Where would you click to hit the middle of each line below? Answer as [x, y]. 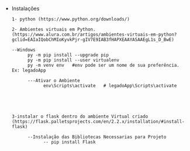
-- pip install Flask [69, 142]
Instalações [25, 8]
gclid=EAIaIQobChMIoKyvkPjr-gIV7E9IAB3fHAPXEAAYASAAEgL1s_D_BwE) [93, 40]
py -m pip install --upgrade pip [68, 55]
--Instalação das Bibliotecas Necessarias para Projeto [97, 137]
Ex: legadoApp [29, 70]
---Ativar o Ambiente [53, 81]
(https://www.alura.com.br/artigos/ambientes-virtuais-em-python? [94, 35]
